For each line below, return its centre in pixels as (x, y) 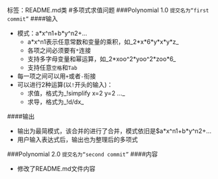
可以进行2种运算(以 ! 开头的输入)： (65, 85)
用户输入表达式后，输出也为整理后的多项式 (77, 140)
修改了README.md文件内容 (56, 169)
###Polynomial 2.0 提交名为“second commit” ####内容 (83, 154)
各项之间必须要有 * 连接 (59, 50)
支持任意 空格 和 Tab (52, 68)
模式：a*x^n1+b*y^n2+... (52, 33)
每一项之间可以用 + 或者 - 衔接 (56, 76)
